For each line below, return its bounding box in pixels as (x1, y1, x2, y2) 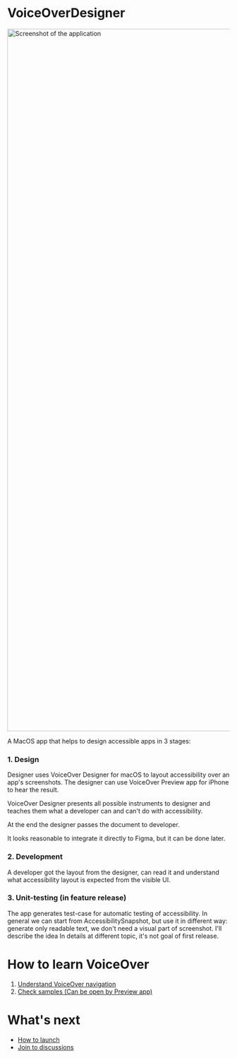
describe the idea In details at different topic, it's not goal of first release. (7, 931, 219, 940)
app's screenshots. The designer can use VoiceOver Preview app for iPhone (7, 778, 229, 787)
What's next (7, 1012, 81, 1028)
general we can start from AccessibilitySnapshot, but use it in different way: (7, 917, 228, 925)
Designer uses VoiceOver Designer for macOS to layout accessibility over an (7, 770, 230, 779)
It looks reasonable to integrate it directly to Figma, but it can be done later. (7, 834, 226, 842)
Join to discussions (17, 1042, 74, 1051)
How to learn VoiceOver (7, 956, 150, 972)
